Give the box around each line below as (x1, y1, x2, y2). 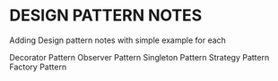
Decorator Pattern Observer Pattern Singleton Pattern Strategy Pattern (9, 52, 270, 62)
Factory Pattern (9, 61, 67, 72)
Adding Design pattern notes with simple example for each (9, 35, 227, 45)
